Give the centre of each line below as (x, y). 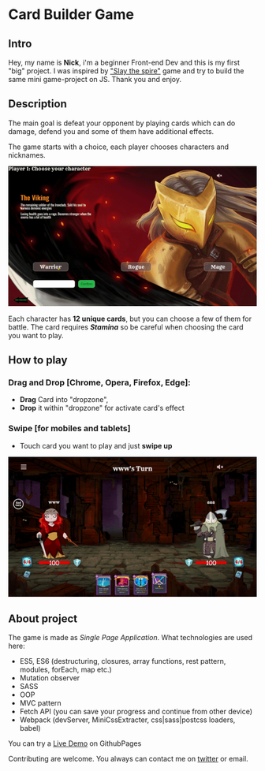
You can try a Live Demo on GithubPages (75, 743)
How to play (38, 360)
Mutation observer (50, 678)
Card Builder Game (71, 15)
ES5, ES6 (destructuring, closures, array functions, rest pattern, (123, 661)
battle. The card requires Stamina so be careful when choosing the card (126, 327)
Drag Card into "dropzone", (64, 400)
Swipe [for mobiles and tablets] (69, 429)
